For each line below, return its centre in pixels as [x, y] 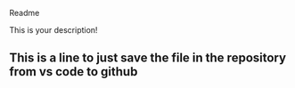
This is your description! [53, 30]
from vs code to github [74, 72]
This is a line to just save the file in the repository [148, 58]
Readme [25, 13]
